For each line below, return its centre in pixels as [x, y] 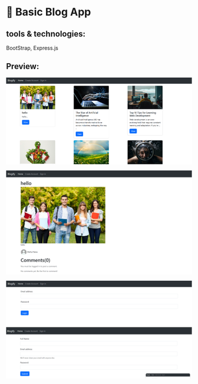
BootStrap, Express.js [32, 48]
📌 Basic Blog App [49, 12]
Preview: [23, 66]
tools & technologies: [46, 34]
